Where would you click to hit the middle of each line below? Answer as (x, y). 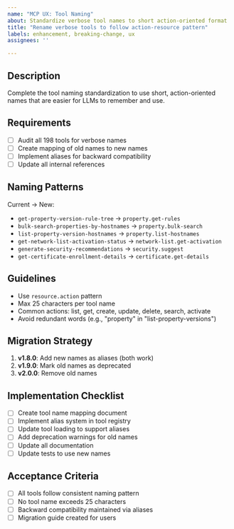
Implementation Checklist (66, 396)
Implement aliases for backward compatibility (84, 156)
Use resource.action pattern (60, 296)
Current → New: (31, 204)
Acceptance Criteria (53, 477)
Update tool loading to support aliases (74, 429)
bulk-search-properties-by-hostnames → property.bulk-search (110, 226)
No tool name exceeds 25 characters (72, 501)
